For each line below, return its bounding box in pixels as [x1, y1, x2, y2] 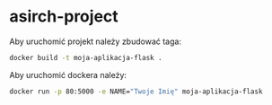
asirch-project [9, 6, 118, 27]
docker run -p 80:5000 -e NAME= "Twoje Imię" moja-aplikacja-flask [9, 87, 263, 96]
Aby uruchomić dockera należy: [9, 69, 127, 80]
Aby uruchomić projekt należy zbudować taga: [9, 36, 182, 47]
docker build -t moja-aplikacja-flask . [9, 53, 163, 62]
